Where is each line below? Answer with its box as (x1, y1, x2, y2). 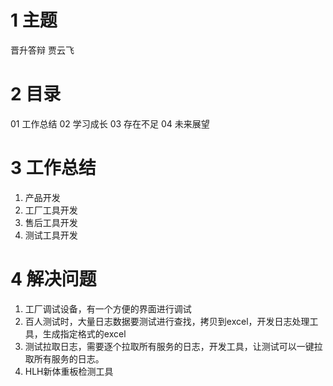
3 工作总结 (10, 157, 97, 180)
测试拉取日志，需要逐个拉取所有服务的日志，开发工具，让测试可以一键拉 (24, 340, 323, 352)
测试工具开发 (24, 229, 78, 241)
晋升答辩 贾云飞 (10, 44, 75, 56)
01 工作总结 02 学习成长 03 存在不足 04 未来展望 (10, 117, 210, 130)
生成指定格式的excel (42, 327, 127, 340)
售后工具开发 (24, 216, 78, 228)
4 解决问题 (10, 268, 97, 290)
